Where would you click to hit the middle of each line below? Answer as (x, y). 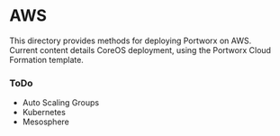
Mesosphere (45, 122)
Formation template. (46, 59)
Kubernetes (44, 113)
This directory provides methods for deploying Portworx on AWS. (131, 41)
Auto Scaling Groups (61, 103)
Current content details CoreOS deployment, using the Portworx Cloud (140, 50)
